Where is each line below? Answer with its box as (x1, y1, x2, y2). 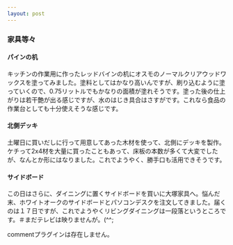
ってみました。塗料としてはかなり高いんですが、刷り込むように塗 (37, 78, 226, 87)
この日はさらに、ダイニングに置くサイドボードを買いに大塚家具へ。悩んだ (7, 189, 220, 198)
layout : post (7, 10, 45, 17)
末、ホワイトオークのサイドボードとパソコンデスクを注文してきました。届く (7, 198, 227, 207)
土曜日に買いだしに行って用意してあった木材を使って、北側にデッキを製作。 (7, 138, 226, 146)
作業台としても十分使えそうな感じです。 (7, 104, 122, 112)
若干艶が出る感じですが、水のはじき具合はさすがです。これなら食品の (25, 95, 226, 104)
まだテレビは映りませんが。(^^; (24, 216, 114, 224)
